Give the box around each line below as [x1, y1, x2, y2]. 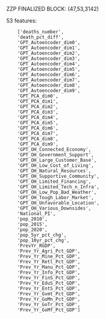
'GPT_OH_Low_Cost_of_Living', [17, 163, 95, 169]
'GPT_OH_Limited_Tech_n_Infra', [17, 184, 100, 190]
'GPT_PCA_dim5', [17, 120, 59, 126]
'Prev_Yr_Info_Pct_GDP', [17, 269, 81, 276]
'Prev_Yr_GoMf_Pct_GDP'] [17, 307, 81, 313]
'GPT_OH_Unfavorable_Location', [17, 200, 100, 206]
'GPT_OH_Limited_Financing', [17, 178, 92, 185]
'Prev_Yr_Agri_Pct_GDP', [17, 248, 81, 254]
